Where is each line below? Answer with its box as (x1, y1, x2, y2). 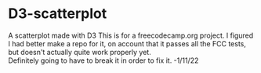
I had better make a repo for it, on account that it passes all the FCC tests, (8, 38, 247, 48)
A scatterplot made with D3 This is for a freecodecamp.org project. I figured (8, 31, 254, 40)
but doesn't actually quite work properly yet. (8, 47, 151, 57)
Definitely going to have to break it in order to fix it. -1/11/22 (8, 56, 199, 65)
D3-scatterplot (8, 5, 107, 23)
